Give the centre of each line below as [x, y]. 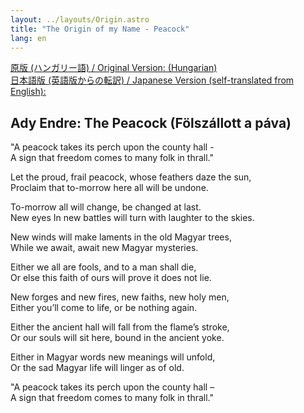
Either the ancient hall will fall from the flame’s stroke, [120, 327]
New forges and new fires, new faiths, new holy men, [120, 297]
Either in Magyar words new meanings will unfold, [113, 357]
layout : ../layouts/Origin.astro [80, 19]
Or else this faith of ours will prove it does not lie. [111, 278]
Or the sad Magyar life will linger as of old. [97, 368]
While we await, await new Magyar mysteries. [104, 248]
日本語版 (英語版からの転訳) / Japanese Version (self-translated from [152, 80]
